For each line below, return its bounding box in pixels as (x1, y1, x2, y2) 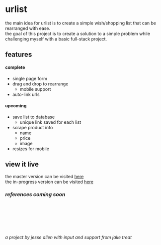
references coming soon (5, 191, 66, 198)
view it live (5, 160, 39, 169)
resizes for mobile (12, 146, 50, 152)
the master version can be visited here (5, 173, 84, 179)
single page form (12, 75, 48, 81)
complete (5, 64, 25, 70)
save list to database (12, 114, 55, 120)
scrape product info (12, 124, 53, 130)
